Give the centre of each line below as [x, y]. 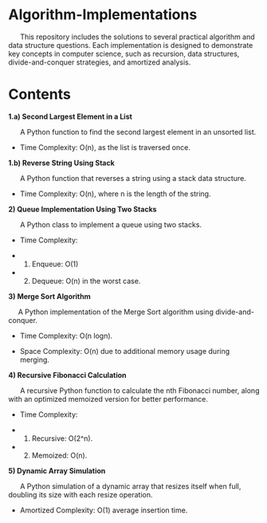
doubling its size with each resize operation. [80, 494]
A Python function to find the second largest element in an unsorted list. [138, 132]
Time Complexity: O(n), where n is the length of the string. [115, 194]
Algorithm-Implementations [103, 15]
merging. [35, 360]
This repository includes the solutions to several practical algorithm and [137, 37]
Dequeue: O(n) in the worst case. [86, 281]
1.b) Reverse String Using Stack [62, 163]
